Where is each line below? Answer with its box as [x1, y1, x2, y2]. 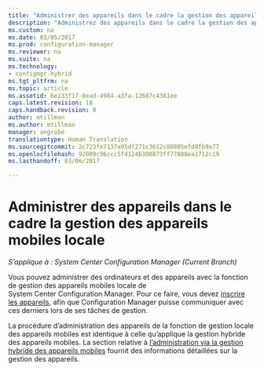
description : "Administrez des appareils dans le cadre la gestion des [8, 19, 247, 27]
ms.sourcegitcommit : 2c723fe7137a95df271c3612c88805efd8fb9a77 [8, 143, 220, 151]
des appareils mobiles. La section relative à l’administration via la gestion [8, 338, 244, 347]
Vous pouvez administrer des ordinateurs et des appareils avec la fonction [8, 272, 249, 282]
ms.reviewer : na [8, 48, 61, 56]
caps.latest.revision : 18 [8, 99, 93, 107]
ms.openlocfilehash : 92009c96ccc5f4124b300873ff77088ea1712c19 [8, 150, 220, 158]
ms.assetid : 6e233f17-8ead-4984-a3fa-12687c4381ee [8, 92, 178, 100]
